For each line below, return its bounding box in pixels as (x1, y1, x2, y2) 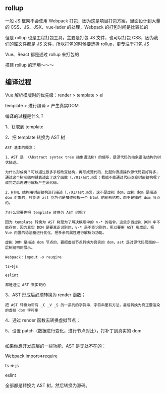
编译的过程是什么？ (5, 113, 45, 119)
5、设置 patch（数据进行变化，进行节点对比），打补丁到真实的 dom (5, 327, 142, 333)
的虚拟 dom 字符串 (5, 308, 39, 313)
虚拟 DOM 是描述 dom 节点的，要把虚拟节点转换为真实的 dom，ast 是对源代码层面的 (5, 239, 156, 245)
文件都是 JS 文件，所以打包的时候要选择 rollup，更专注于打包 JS (18, 41, 150, 47)
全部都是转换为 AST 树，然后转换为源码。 (5, 383, 90, 389)
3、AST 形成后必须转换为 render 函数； (5, 292, 86, 298)
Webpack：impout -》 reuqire (5, 254, 62, 260)
